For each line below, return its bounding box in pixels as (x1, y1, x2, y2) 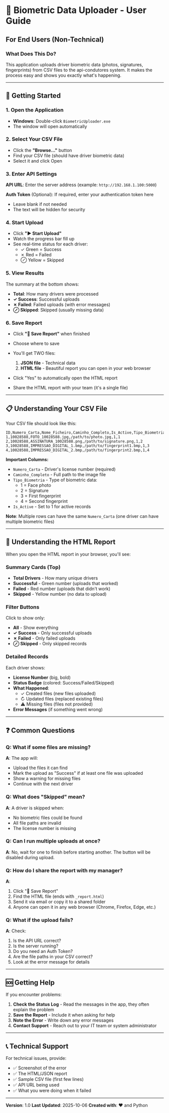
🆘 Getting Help (6, 978, 55, 987)
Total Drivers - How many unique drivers (13, 575, 98, 581)
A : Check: (6, 928, 27, 934)
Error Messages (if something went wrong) (13, 706, 103, 712)
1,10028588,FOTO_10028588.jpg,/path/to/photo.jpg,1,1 (6, 434, 121, 440)
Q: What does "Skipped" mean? (6, 793, 85, 800)
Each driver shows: (6, 664, 46, 670)
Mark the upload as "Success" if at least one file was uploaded (13, 770, 143, 776)
